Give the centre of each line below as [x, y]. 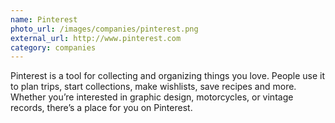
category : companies [53, 47]
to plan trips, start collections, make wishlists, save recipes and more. [153, 87]
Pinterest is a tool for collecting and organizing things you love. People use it [168, 76]
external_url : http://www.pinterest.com [96, 38]
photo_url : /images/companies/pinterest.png [104, 29]
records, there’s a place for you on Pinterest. [101, 108]
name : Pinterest [44, 19]
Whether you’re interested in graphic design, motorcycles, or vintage [152, 97]
